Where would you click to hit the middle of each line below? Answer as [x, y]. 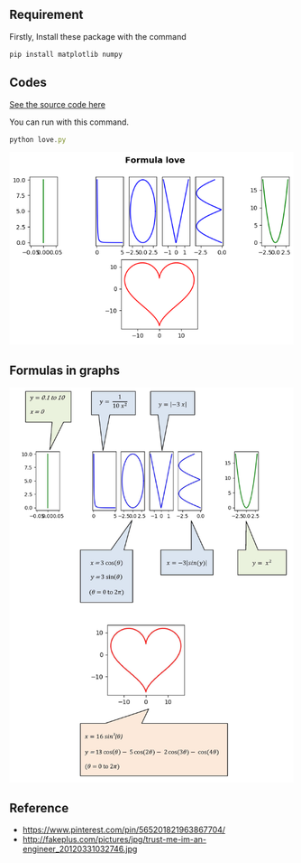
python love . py [38, 139]
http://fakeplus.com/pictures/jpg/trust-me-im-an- [114, 840]
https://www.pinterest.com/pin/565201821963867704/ [124, 830]
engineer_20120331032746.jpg [80, 849]
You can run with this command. [69, 122]
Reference [39, 808]
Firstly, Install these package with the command [98, 36]
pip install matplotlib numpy [66, 54]
